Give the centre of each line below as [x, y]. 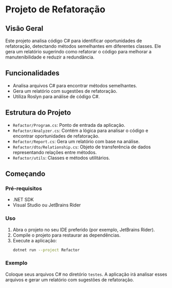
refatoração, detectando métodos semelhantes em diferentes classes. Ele [83, 46]
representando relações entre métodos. [55, 152]
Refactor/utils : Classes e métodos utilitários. [61, 158]
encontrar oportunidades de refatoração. [56, 136]
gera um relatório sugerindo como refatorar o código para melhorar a [79, 52]
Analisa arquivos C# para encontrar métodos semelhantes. [75, 85]
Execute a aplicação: [35, 240]
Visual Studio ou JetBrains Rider [47, 205]
